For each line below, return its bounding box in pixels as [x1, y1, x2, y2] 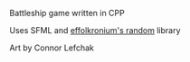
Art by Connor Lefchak [9, 42, 95, 53]
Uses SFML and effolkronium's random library [9, 25, 181, 35]
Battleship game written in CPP [9, 8, 125, 18]
